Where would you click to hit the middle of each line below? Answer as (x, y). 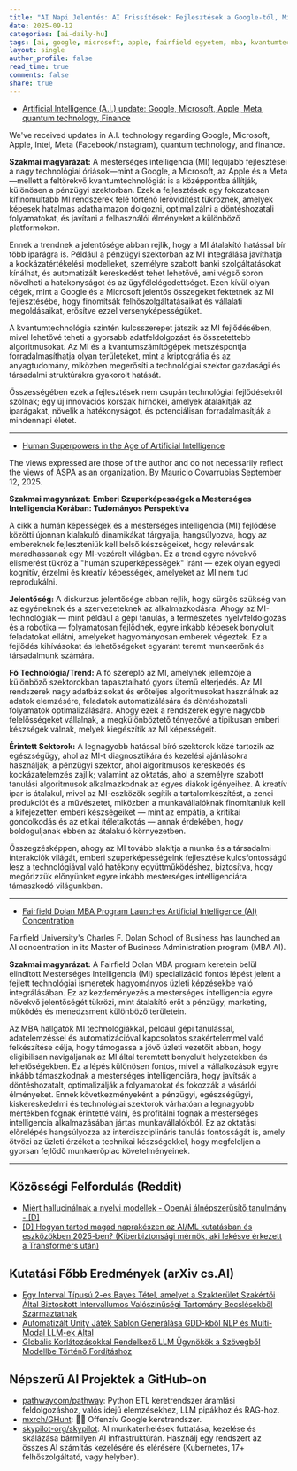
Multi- (262, 1323)
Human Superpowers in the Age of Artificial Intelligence (123, 445)
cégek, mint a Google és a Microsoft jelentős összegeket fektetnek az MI (141, 291)
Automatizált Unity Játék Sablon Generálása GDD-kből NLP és (135, 1323)
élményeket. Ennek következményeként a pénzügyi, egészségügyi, (131, 1094)
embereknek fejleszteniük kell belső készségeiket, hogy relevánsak (132, 544)
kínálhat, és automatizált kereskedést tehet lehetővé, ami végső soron (136, 273)
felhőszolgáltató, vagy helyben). (80, 1457)
